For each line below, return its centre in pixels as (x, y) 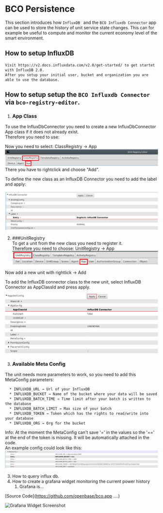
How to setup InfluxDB (40, 53)
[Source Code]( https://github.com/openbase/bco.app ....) (63, 496)
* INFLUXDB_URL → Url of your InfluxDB (50, 389)
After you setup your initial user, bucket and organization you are (77, 75)
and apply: (16, 184)
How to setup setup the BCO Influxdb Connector (78, 95)
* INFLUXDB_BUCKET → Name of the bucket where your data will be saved (83, 394)
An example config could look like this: (44, 448)
